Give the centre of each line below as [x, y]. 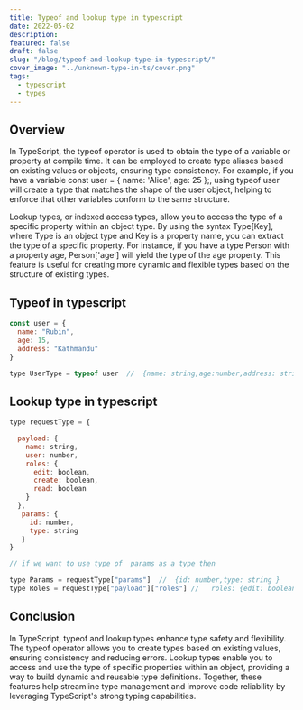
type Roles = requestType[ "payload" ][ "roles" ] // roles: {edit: [137, 589]
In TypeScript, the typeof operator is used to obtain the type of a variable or [150, 152]
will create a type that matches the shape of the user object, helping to [141, 189]
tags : [19, 77]
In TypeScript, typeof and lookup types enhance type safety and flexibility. [148, 638]
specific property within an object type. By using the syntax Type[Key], [141, 226]
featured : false [40, 43]
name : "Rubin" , [46, 332]
